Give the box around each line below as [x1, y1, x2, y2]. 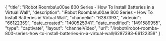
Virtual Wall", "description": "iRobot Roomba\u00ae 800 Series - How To [5, 9, 153, 15]
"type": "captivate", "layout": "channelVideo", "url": [5, 25, 110, 31]
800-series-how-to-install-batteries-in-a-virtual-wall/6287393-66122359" [5, 31, 158, 36]
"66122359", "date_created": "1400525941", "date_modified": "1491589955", [5, 20, 162, 26]
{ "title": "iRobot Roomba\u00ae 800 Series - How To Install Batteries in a [5, 4, 155, 10]
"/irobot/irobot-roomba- [110, 25, 160, 31]
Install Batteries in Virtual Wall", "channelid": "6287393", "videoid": [5, 15, 141, 20]
